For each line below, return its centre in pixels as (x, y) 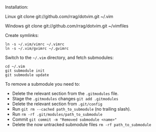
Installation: (17, 7)
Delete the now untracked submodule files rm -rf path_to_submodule (82, 124)
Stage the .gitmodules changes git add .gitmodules (65, 99)
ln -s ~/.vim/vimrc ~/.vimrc (35, 44)
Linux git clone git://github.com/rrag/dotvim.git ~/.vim (59, 16)
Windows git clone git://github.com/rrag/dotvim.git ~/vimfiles (67, 26)
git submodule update (27, 75)
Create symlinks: (22, 35)
